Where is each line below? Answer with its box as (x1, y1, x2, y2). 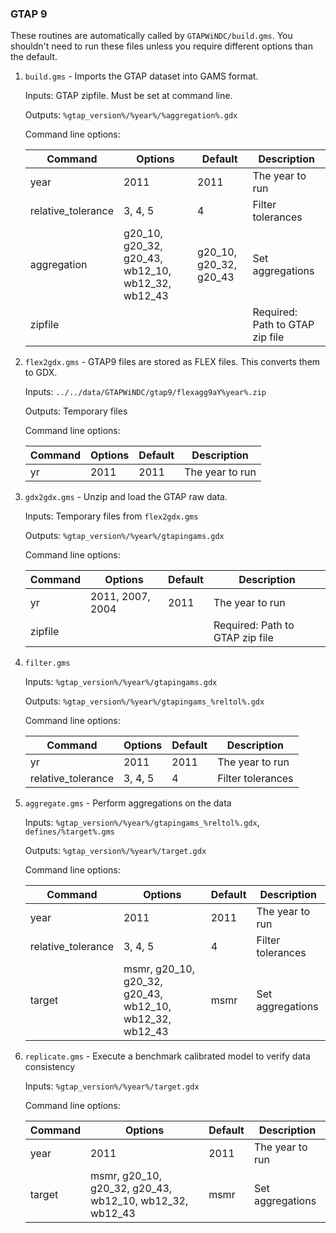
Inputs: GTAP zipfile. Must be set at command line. (24, 90, 233, 102)
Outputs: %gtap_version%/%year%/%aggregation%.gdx (24, 109, 238, 121)
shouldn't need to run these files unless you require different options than (10, 40, 313, 52)
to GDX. (24, 367, 58, 379)
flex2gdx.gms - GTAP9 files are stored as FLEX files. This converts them (24, 356, 321, 368)
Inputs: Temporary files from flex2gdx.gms (24, 510, 199, 522)
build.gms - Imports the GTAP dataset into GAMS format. (24, 70, 259, 82)
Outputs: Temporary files (24, 405, 128, 417)
